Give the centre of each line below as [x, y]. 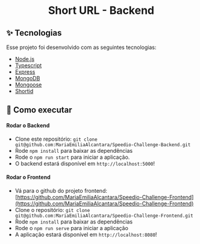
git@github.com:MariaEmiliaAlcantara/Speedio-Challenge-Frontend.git [104, 216]
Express [25, 72]
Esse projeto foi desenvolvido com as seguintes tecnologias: [81, 47]
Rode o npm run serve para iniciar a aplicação [71, 228]
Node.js [25, 59]
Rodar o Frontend [28, 177]
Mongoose [28, 85]
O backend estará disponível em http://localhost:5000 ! [85, 163]
